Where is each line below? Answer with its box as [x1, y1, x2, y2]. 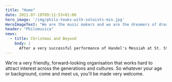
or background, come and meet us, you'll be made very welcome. [5, 70, 144, 77]
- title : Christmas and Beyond [10, 36, 77, 42]
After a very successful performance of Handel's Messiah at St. [18, 46, 161, 51]
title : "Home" [5, 7, 36, 13]
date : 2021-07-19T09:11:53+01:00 [5, 12, 77, 17]
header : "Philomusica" [5, 27, 54, 32]
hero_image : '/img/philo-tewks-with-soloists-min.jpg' [5, 17, 125, 22]
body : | [14, 41, 31, 46]
